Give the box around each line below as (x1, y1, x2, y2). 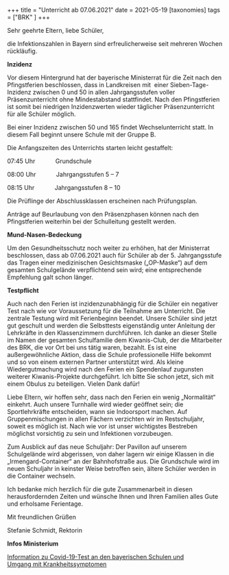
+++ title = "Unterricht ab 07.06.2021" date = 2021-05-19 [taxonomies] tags (7, 6, 221, 14)
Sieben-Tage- (170, 81, 209, 88)
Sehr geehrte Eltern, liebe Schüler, (7, 27, 104, 34)
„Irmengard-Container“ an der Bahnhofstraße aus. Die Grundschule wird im (7, 457, 219, 465)
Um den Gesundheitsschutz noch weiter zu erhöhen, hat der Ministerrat (7, 244, 210, 252)
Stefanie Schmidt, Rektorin (7, 526, 82, 534)
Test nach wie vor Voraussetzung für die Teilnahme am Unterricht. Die (7, 307, 206, 315)
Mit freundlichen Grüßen (7, 513, 77, 521)
